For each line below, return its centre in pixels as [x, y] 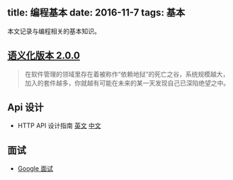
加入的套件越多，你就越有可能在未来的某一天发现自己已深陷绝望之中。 [127, 83]
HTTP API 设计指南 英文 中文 [59, 125]
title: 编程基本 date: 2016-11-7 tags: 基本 [96, 13]
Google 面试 [35, 169]
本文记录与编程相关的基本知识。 [54, 31]
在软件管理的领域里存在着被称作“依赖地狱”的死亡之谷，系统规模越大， [127, 74]
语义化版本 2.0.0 [44, 56]
